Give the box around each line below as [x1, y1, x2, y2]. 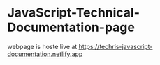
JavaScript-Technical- [7, 5, 140, 21]
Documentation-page [7, 19, 135, 35]
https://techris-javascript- [78, 42, 153, 50]
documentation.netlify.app [7, 50, 83, 58]
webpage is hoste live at [7, 42, 78, 50]
